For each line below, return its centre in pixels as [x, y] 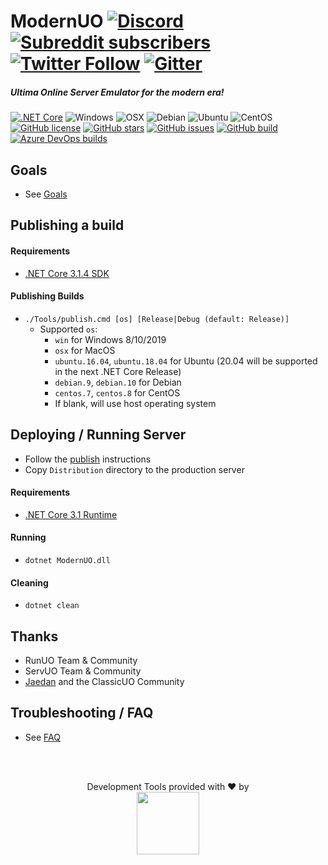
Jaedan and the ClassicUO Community [104, 681]
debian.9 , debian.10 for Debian [118, 382]
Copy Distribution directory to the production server [134, 469]
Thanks [34, 636]
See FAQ [42, 737]
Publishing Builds [47, 296]
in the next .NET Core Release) [118, 371]
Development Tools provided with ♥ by [168, 786]
